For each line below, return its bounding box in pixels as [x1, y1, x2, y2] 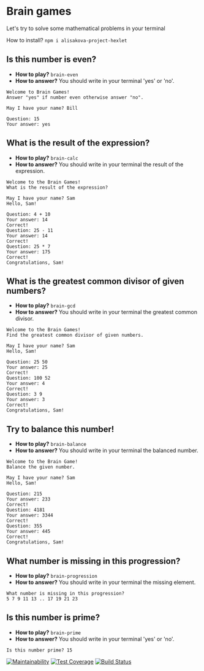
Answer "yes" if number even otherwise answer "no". [6, 94, 144, 101]
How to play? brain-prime [15, 629, 81, 636]
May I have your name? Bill [6, 105, 78, 111]
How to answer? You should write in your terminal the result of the [15, 161, 184, 168]
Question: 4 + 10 [6, 211, 51, 217]
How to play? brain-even [15, 71, 78, 78]
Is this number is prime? [6, 612, 100, 623]
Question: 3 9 [6, 391, 43, 397]
